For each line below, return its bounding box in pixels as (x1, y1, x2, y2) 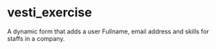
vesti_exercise (7, 5, 92, 20)
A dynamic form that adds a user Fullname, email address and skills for (7, 27, 210, 35)
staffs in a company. (7, 34, 65, 42)
